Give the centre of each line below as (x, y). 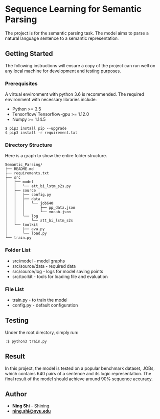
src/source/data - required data (44, 266)
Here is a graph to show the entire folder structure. (56, 156)
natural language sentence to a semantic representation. (62, 38)
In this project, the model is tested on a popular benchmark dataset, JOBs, (80, 368)
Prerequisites (21, 84)
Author (16, 394)
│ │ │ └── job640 (29, 203)
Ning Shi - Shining (31, 406)
